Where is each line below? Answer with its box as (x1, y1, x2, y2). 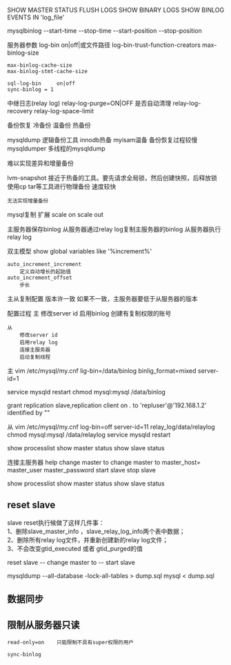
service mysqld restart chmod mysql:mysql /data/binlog (7, 388, 165, 396)
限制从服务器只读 (7, 619, 80, 630)
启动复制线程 (19, 354, 50, 360)
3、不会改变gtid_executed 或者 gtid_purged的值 (7, 544, 143, 552)
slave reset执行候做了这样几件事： (7, 518, 105, 527)
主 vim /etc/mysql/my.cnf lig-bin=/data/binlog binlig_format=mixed (7, 367, 197, 375)
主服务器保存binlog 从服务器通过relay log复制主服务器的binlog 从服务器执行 (7, 225, 221, 233)
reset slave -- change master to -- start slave (7, 558, 136, 566)
